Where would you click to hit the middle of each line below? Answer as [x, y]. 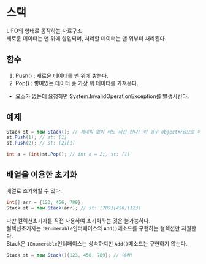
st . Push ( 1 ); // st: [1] [37, 138]
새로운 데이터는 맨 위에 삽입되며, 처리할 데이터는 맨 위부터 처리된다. [86, 38]
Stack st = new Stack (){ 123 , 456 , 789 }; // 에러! [70, 255]
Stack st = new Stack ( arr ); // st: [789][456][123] [74, 208]
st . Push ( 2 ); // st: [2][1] [41, 143]
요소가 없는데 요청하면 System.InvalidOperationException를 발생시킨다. [102, 96]
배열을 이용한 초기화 [42, 175]
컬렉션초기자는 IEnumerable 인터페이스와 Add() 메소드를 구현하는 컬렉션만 [93, 228]
